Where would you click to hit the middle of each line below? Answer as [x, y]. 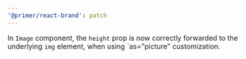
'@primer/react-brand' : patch [58, 15]
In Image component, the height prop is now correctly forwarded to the [123, 38]
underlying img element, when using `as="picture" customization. [114, 46]
